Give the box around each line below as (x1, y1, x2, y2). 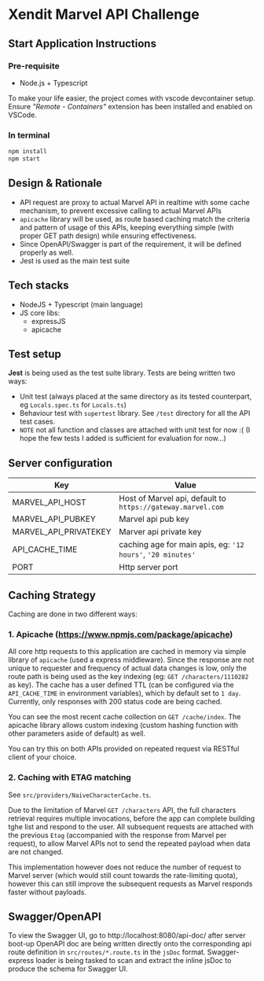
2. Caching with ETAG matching (8, 772, 131, 783)
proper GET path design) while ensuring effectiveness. (19, 230, 197, 241)
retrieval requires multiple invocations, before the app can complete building (8, 814, 255, 823)
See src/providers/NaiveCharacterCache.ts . (8, 790, 152, 799)
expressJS (31, 316, 66, 325)
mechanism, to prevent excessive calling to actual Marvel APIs (19, 206, 222, 215)
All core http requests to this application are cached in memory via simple (8, 647, 247, 656)
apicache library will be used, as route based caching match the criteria (19, 214, 250, 223)
